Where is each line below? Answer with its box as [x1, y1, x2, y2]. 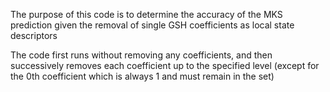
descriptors [10, 30, 58, 41]
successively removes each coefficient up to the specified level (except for [10, 60, 320, 71]
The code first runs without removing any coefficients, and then [10, 49, 273, 61]
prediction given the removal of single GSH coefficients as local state [10, 19, 295, 31]
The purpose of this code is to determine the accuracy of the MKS [10, 9, 283, 20]
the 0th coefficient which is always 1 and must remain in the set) [10, 70, 275, 82]
